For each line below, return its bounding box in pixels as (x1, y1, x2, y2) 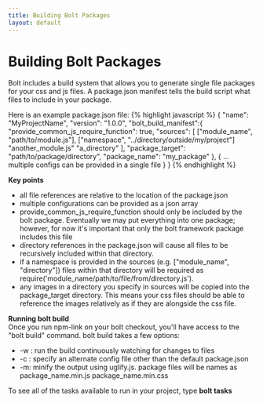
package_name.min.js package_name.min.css (19, 371, 169, 380)
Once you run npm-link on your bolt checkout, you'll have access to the (8, 322, 239, 332)
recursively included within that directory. (19, 249, 155, 259)
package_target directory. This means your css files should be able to (19, 291, 245, 300)
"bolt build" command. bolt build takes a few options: (8, 331, 181, 340)
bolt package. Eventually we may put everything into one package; (19, 216, 236, 225)
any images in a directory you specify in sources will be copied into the (19, 282, 250, 292)
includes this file (19, 232, 73, 241)
